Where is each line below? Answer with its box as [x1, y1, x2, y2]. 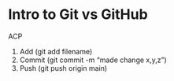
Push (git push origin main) [19, 63, 108, 72]
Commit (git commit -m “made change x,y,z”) [19, 55, 167, 64]
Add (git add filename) [19, 46, 93, 56]
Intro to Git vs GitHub [8, 6, 148, 24]
